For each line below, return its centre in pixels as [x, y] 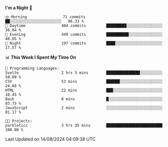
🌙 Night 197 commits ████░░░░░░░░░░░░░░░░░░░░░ [84, 43]
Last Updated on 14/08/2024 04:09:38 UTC [50, 139]
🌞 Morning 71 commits [45, 17]
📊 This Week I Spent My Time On [41, 57]
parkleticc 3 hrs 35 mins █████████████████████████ [84, 125]
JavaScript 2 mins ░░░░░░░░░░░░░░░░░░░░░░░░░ [84, 108]
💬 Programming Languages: [32, 68]
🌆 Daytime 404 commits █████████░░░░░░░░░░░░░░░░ [84, 26]
